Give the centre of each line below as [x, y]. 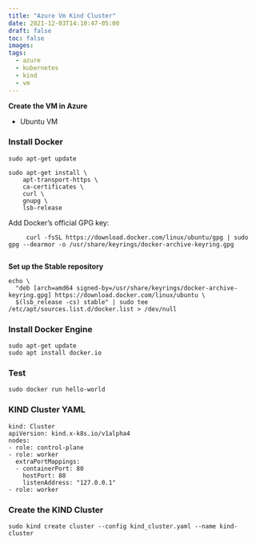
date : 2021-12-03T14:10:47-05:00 [64, 23]
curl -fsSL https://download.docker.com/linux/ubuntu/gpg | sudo [137, 237]
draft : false [30, 30]
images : [21, 46]
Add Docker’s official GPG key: [59, 222]
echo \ [19, 281]
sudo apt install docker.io [55, 353]
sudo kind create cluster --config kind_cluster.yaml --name [112, 526]
